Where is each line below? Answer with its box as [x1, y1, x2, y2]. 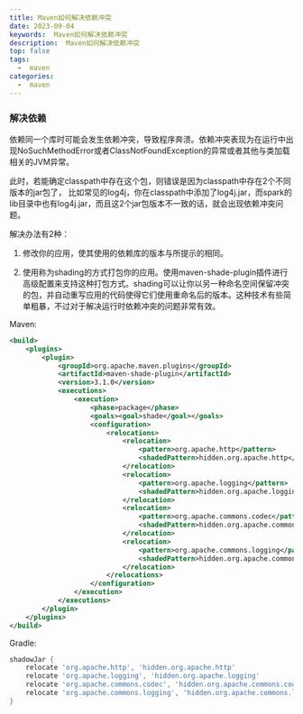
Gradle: [9, 637, 37, 648]
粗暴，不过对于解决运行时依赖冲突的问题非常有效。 [30, 300, 221, 311]
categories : [9, 72, 54, 81]
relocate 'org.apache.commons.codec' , [25, 680, 171, 690]
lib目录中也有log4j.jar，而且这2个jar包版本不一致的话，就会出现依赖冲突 [9, 197, 276, 208]
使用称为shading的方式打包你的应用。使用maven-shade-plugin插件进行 [22, 267, 289, 278]
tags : [9, 55, 30, 64]
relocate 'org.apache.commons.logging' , [25, 689, 179, 698]
